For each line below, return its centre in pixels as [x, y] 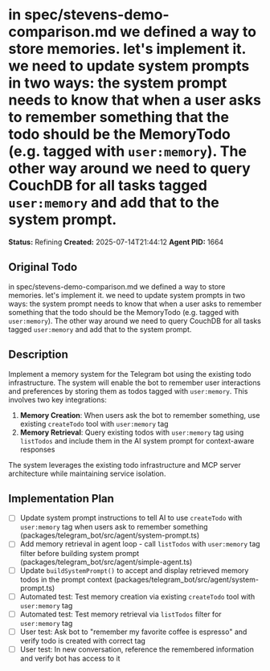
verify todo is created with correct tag [83, 640]
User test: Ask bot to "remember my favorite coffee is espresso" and [133, 632]
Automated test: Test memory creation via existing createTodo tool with [137, 596]
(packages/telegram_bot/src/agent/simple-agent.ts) [106, 562]
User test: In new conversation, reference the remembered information [137, 649]
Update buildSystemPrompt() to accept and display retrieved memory [134, 570]
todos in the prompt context [66, 579]
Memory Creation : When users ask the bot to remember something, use [140, 415]
